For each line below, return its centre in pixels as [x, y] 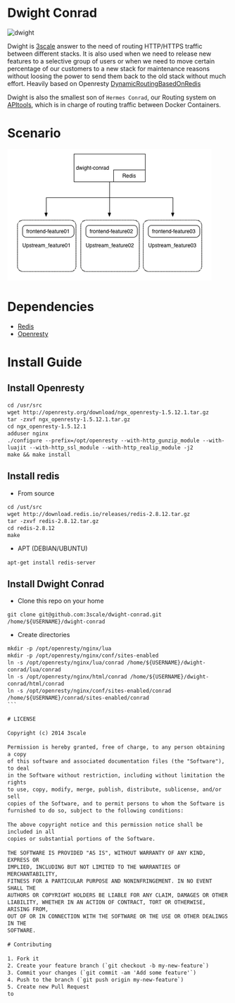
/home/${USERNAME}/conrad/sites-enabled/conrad [78, 698]
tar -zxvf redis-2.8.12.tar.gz [53, 521]
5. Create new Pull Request [49, 987]
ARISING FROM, [28, 910]
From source [36, 493]
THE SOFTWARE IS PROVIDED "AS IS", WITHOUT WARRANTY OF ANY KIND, [107, 853]
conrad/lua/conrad [34, 670]
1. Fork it [23, 959]
